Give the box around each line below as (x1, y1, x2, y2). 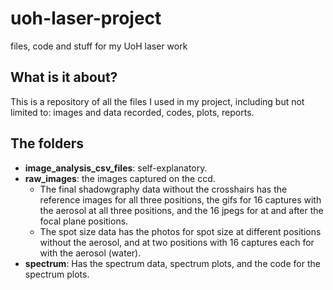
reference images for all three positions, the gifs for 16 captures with (39, 193, 322, 206)
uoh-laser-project (10, 7, 162, 30)
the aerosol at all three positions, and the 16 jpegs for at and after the (39, 204, 324, 216)
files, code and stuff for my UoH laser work (10, 40, 188, 52)
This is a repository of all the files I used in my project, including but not (10, 95, 305, 107)
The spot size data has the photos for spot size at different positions (39, 225, 322, 237)
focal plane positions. (39, 215, 129, 227)
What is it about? (10, 69, 118, 86)
